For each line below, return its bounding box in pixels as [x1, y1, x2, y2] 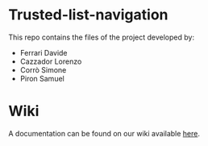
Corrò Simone [19, 65, 67, 74]
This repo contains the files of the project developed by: [8, 32, 195, 42]
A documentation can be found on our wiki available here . [8, 128, 200, 138]
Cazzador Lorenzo [19, 56, 82, 66]
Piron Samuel [19, 73, 64, 83]
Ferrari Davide [19, 48, 68, 57]
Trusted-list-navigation [8, 6, 168, 24]
